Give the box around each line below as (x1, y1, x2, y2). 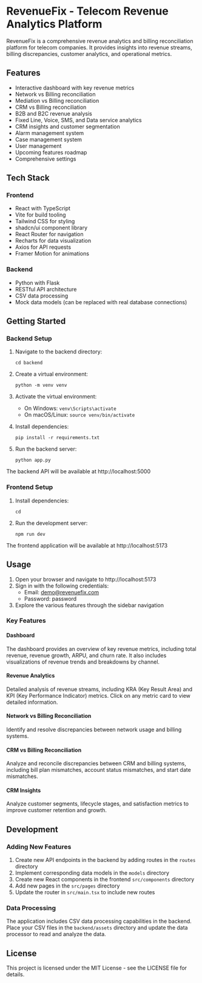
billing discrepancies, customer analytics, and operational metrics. (6, 50, 172, 57)
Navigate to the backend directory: (15, 348, 103, 355)
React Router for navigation (15, 231, 84, 238)
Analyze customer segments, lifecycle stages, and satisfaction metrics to (6, 800, 189, 807)
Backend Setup (6, 335, 53, 343)
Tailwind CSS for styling (15, 218, 75, 225)
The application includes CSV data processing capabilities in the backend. (6, 917, 192, 925)
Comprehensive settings (15, 155, 76, 162)
